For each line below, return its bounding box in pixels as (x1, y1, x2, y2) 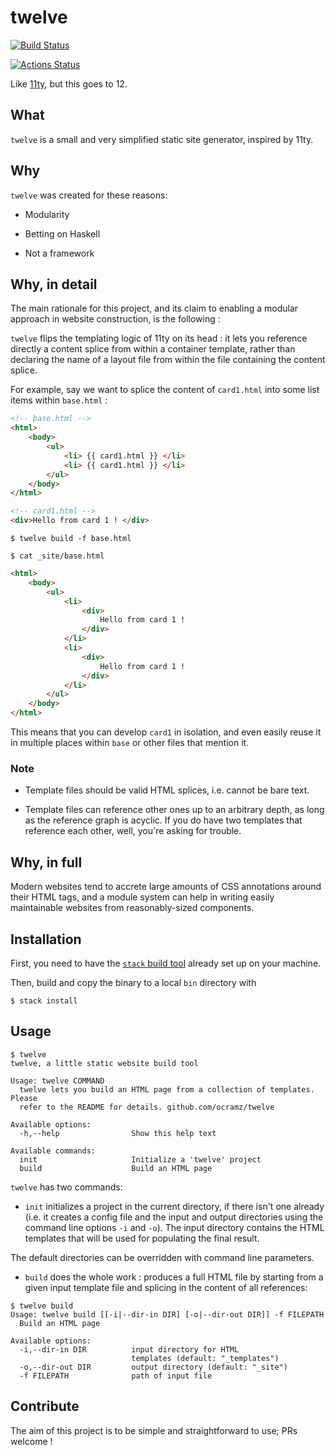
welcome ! (10, 1435, 53, 1447)
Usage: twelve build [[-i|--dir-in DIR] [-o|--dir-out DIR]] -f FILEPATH (10, 1309, 325, 1320)
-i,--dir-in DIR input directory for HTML (19, 1344, 240, 1355)
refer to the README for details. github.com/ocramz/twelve (19, 1102, 275, 1112)
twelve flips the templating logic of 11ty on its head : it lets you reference (10, 332, 308, 345)
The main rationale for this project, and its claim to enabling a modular (10, 302, 299, 315)
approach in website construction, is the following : (10, 313, 221, 325)
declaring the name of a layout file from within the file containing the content (10, 354, 326, 366)
